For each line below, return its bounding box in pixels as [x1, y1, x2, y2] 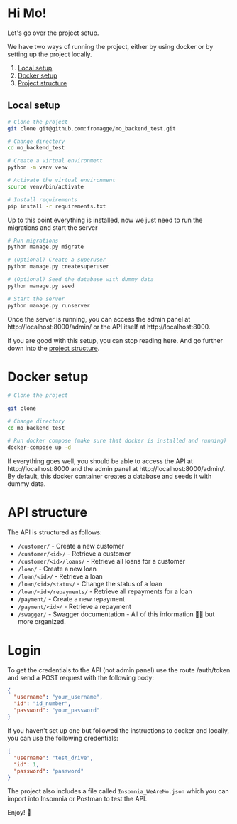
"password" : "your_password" [13, 707, 100, 714]
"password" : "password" [13, 767, 84, 775]
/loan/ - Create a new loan [17, 564, 97, 573]
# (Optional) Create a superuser [7, 256, 106, 264]
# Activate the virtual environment [7, 176, 116, 184]
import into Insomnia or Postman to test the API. [7, 795, 148, 803]
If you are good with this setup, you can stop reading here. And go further [7, 336, 224, 344]
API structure [7, 504, 87, 520]
